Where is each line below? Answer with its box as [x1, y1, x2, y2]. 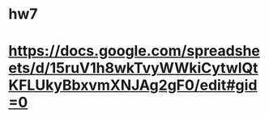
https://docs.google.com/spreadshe [8, 42, 261, 61]
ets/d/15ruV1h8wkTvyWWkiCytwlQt [8, 59, 258, 78]
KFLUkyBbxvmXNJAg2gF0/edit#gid [8, 76, 258, 95]
